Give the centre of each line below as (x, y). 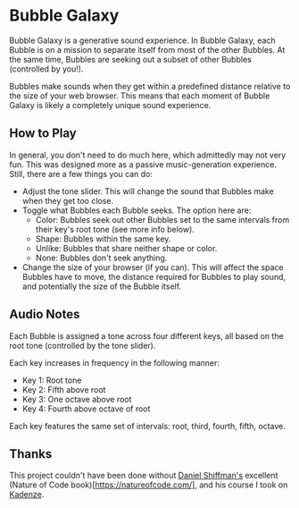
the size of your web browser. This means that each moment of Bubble (140, 96)
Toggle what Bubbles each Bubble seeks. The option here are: (137, 210)
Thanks (31, 454)
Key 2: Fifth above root (64, 389)
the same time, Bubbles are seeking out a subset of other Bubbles (130, 59)
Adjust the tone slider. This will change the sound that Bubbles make (148, 191)
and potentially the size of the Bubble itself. (101, 286)
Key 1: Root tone (52, 380)
